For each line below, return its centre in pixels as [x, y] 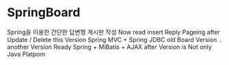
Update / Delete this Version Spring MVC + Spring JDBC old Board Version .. [114, 39]
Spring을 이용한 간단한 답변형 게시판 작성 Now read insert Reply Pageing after [114, 32]
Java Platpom [26, 54]
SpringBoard [44, 13]
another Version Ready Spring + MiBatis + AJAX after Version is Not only [109, 47]
